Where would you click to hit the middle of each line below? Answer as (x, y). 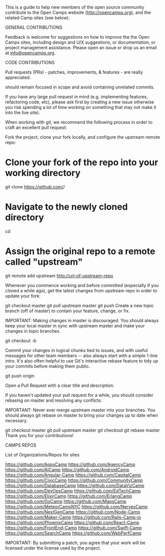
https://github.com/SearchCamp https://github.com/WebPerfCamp (73, 533)
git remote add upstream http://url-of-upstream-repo (59, 276)
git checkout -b (21, 341)
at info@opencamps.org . (30, 53)
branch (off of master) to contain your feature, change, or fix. (68, 311)
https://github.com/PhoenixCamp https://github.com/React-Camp (72, 522)
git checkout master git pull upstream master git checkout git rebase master (82, 430)
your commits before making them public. (48, 366)
